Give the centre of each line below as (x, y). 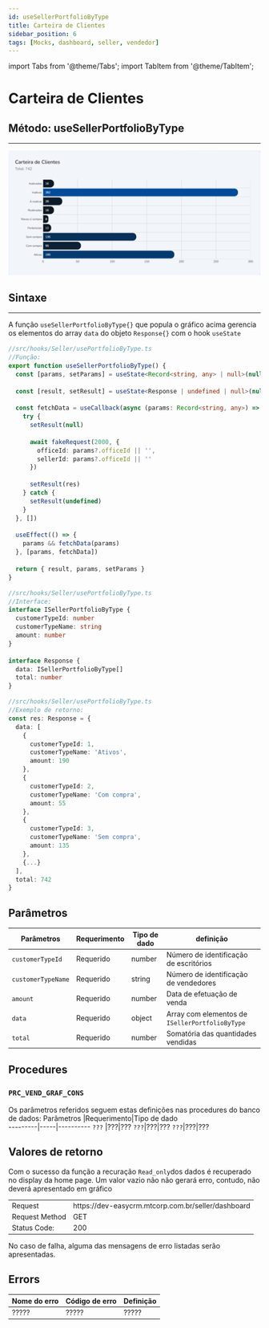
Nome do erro (35, 1301)
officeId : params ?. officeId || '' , (96, 450)
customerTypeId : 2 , (62, 786)
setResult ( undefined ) (66, 501)
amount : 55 (48, 803)
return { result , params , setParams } (80, 569)
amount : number (41, 635)
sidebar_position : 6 (43, 34)
